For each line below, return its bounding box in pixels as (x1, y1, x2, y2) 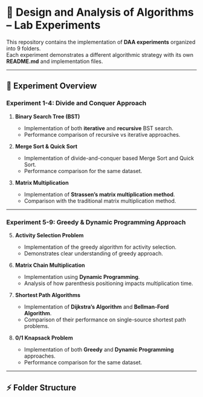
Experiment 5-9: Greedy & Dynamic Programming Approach (6, 218, 186, 226)
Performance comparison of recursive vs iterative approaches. (24, 131, 181, 138)
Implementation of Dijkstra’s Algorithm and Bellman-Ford (24, 303, 169, 310)
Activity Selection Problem (14, 231, 84, 238)
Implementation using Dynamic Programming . (24, 273, 140, 280)
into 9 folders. (6, 45, 41, 52)
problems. (24, 322, 50, 329)
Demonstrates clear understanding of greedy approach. (24, 249, 163, 257)
